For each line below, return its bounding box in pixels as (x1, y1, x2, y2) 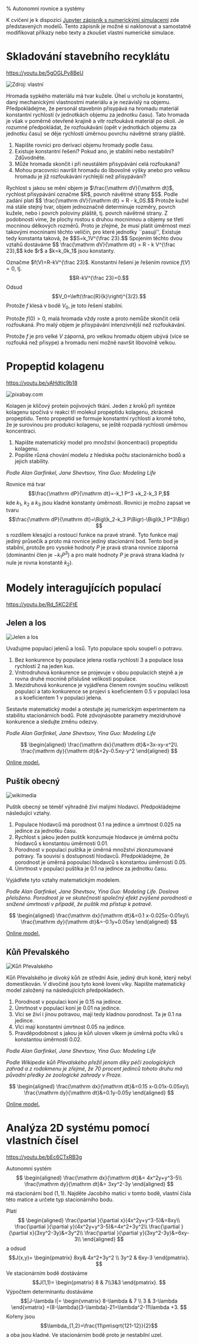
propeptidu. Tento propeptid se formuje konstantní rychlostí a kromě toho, (6, 414, 186, 422)
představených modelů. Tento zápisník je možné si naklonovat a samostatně (6, 23, 192, 30)
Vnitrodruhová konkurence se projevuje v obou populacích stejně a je (14, 669, 184, 676)
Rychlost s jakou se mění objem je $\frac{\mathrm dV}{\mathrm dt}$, (6, 184, 174, 191)
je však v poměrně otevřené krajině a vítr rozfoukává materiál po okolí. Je (6, 117, 184, 124)
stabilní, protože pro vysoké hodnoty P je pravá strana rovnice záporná (6, 544, 179, 551)
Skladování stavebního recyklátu (6, 50, 170, 63)
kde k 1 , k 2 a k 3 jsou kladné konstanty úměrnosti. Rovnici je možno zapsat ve (6, 499, 190, 508)
